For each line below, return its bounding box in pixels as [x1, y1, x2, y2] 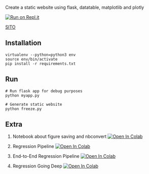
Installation [5, 39, 42, 47]
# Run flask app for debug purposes [5, 89, 83, 94]
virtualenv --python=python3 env [5, 52, 76, 57]
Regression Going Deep [12, 163, 62, 169]
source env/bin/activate [5, 56, 58, 62]
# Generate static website [5, 102, 62, 107]
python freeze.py [5, 106, 42, 111]
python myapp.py [5, 93, 40, 98]
